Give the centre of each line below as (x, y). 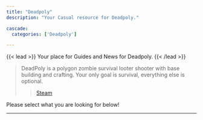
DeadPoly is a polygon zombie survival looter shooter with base (100, 68)
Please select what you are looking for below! (63, 105)
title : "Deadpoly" (29, 12)
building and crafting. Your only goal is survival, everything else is (103, 75)
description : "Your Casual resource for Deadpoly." (72, 18)
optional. (32, 81)
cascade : (17, 28)
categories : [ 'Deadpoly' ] (44, 34)
